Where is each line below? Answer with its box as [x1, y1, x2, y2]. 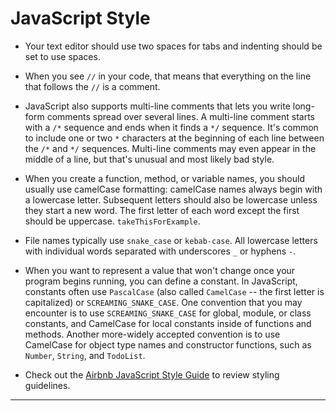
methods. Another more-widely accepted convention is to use [24, 328, 281, 340]
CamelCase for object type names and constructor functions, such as [24, 338, 312, 351]
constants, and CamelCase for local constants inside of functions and [24, 317, 312, 329]
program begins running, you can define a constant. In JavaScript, [24, 275, 298, 287]
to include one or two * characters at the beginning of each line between [24, 132, 325, 144]
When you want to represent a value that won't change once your [24, 264, 296, 276]
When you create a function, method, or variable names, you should [24, 172, 305, 184]
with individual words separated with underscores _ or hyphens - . [24, 245, 297, 257]
